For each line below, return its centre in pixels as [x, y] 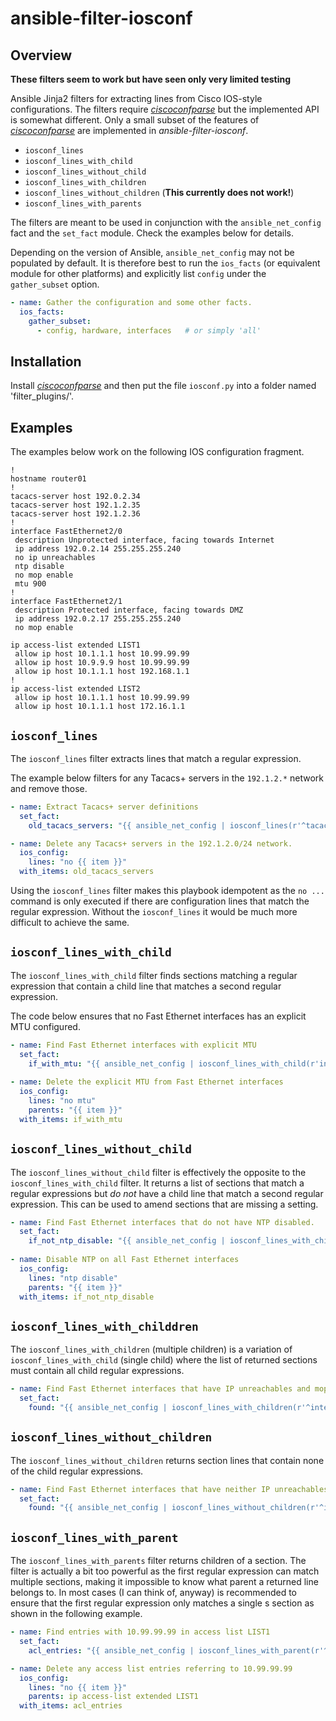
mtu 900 [30, 584]
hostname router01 [48, 479]
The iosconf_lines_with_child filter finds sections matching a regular [154, 975]
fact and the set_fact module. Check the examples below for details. [152, 233]
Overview [41, 55]
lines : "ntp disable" [73, 1278]
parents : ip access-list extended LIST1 [113, 1697]
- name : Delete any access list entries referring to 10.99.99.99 [151, 1668]
